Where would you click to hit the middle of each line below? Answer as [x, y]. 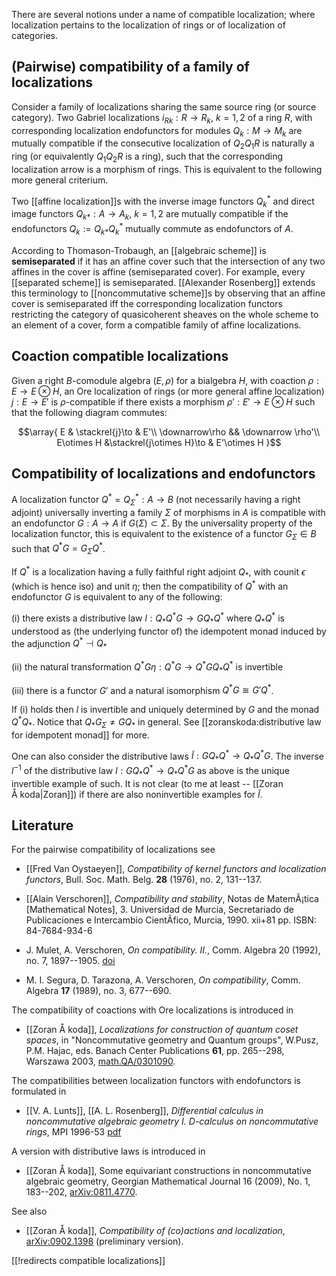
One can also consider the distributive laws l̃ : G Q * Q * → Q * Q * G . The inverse [167, 756]
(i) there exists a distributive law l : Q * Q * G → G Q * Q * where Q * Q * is [148, 618]
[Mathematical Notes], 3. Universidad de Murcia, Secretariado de [160, 910]
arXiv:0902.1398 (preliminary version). [104, 1241]
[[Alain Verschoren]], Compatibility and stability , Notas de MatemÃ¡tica [172, 899]
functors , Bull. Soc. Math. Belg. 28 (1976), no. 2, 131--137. [144, 880]
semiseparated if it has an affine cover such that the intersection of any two [168, 261]
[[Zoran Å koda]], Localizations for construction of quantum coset [162, 1030]
